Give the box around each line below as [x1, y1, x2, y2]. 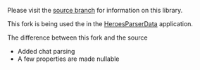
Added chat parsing [17, 47, 75, 55]
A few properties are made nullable [17, 54, 120, 63]
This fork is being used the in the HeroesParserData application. [7, 20, 194, 28]
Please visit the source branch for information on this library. [7, 6, 183, 14]
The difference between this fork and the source [7, 33, 148, 42]
